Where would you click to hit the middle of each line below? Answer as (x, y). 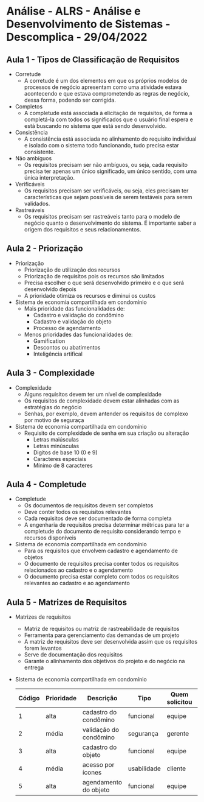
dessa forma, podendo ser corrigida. (70, 100)
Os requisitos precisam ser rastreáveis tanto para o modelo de (102, 216)
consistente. (39, 152)
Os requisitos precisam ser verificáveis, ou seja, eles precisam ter (106, 191)
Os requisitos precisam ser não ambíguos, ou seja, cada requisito (106, 165)
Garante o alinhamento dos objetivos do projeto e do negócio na (104, 661)
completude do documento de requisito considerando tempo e (102, 532)
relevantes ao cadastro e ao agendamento (77, 583)
